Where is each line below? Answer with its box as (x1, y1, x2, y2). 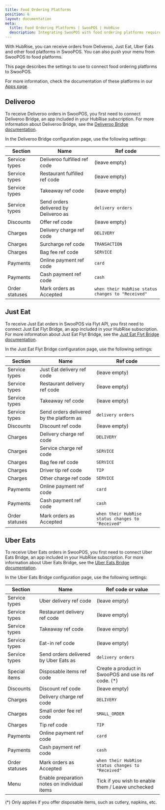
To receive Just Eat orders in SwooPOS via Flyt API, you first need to (5, 320, 144, 327)
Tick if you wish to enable (96, 778, 156, 784)
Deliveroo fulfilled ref (40, 156, 88, 163)
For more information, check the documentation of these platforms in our (5, 78, 153, 84)
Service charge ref (39, 444, 83, 451)
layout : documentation (5, 16, 52, 21)
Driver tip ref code (39, 466, 82, 473)
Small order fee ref (39, 707, 82, 714)
